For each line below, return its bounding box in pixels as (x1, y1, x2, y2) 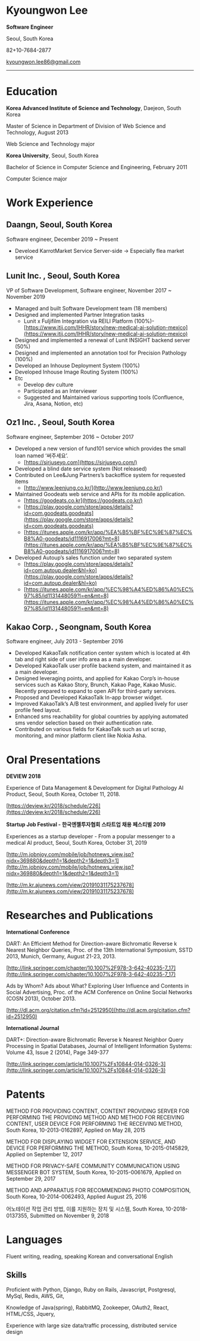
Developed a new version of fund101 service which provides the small (14, 445, 186, 452)
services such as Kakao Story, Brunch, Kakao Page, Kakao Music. (14, 681, 177, 688)
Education (6, 85, 58, 99)
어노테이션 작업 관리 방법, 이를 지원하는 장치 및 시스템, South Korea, (6, 1205, 165, 1212)
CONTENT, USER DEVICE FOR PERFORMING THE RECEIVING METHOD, (6, 1120, 183, 1128)
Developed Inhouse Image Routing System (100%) (14, 368, 139, 375)
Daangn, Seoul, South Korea (6, 219, 113, 230)
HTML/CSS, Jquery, (6, 1310, 55, 1317)
